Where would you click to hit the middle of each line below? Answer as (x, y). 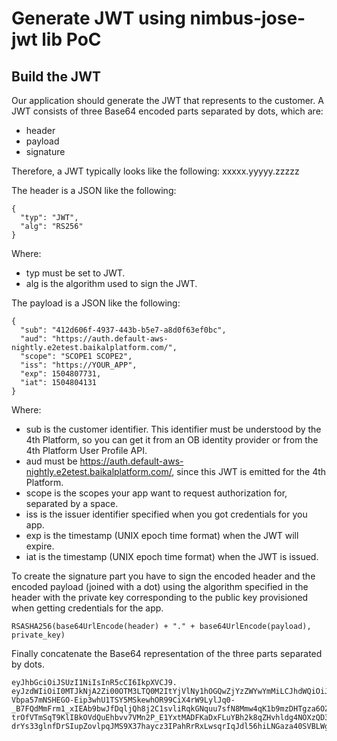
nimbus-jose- (247, 18)
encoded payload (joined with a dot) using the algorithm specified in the (160, 586)
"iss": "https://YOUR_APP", (79, 365)
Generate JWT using (98, 18)
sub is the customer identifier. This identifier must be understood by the (173, 429)
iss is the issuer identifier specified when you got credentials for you (166, 514)
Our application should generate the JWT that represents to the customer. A (167, 100)
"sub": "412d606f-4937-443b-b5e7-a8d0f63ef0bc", (123, 330)
